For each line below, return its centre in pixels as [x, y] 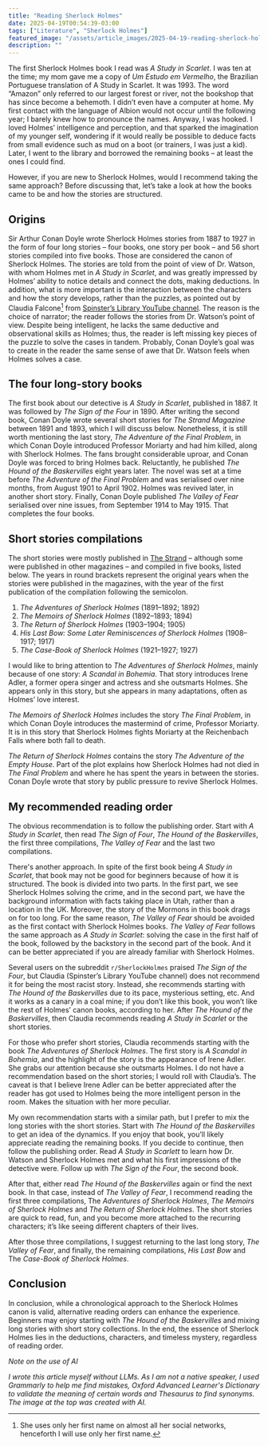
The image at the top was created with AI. [77, 1402]
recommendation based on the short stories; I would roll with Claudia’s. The [132, 1077]
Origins [27, 220]
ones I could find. [37, 162]
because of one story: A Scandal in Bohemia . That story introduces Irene [128, 674]
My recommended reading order [91, 807]
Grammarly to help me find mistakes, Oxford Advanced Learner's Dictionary [134, 1385]
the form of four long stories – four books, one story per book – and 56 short [134, 247]
